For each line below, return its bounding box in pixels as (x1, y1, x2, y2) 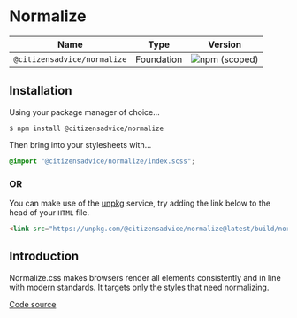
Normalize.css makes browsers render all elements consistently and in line (9, 272, 281, 283)
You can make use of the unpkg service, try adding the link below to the (9, 198, 271, 208)
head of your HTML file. (9, 206, 90, 218)
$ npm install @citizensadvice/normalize (9, 124, 164, 133)
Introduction (9, 249, 80, 264)
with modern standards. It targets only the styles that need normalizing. (9, 282, 270, 292)
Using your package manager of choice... (9, 106, 161, 117)
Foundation (135, 53, 183, 66)
